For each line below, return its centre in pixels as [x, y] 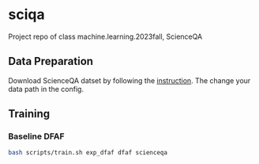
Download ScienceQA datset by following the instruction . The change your [129, 80]
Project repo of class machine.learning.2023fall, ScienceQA [105, 36]
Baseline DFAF [36, 136]
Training [29, 114]
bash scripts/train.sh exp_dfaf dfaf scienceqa [88, 153]
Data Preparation [51, 61]
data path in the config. [46, 89]
